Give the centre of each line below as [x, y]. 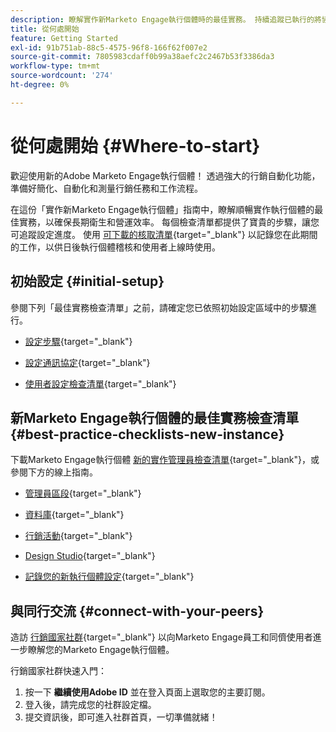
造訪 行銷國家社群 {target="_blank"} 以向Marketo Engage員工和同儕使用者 [161, 637]
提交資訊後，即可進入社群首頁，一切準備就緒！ [121, 717]
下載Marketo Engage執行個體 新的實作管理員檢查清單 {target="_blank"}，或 [165, 460]
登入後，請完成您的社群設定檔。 [90, 705]
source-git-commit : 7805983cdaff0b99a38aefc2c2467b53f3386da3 [142, 57]
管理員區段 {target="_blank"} [83, 493]
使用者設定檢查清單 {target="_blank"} [100, 383]
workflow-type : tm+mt [55, 66]
